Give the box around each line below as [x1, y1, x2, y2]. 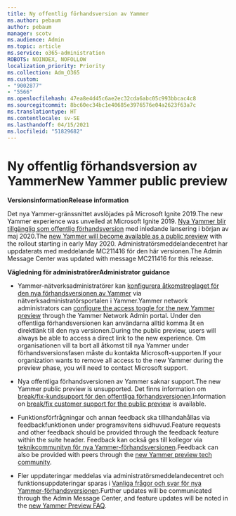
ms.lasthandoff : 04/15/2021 [7, 121, 90, 128]
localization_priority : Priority [7, 62, 105, 70]
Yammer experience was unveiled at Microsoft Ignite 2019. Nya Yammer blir [7, 217, 226, 225]
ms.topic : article [7, 43, 61, 50]
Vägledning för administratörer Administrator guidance [7, 268, 170, 277]
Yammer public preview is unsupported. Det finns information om [17, 385, 206, 393]
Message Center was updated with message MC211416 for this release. [7, 254, 214, 263]
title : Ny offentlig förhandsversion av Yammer [7, 10, 150, 18]
